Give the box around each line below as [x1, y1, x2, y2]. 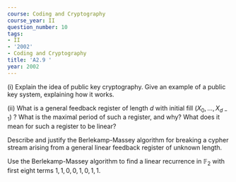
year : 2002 [7, 63, 40, 70]
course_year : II [7, 17, 55, 24]
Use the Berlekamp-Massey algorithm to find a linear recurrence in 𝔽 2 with [7, 157, 225, 167]
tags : [7, 30, 23, 38]
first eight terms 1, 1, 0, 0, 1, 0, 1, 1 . [7, 166, 101, 175]
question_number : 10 [7, 23, 69, 30]
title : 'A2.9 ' [7, 57, 52, 64]
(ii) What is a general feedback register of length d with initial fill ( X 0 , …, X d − [7, 103, 228, 114]
